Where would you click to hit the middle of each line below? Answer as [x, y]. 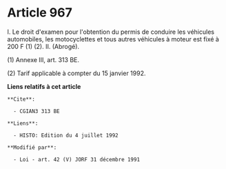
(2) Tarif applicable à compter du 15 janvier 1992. [76, 73]
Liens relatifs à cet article [44, 86]
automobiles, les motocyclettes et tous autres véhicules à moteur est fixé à [113, 39]
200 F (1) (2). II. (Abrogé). [43, 46]
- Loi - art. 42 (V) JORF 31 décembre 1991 [76, 159]
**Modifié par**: [32, 147]
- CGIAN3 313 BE [37, 111]
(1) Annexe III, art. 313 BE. [43, 59]
